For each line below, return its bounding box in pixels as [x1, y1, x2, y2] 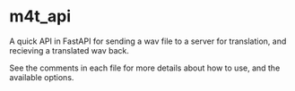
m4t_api [9, 6, 72, 27]
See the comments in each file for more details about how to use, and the [9, 62, 281, 73]
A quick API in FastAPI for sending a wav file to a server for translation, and [9, 36, 287, 46]
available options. [9, 71, 74, 82]
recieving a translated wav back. [9, 45, 130, 55]
